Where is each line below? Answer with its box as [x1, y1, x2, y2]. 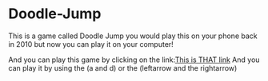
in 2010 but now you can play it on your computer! [8, 39, 174, 48]
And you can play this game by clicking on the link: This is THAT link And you [8, 55, 260, 64]
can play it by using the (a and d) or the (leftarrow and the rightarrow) [8, 63, 238, 72]
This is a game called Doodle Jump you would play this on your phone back [8, 31, 258, 40]
